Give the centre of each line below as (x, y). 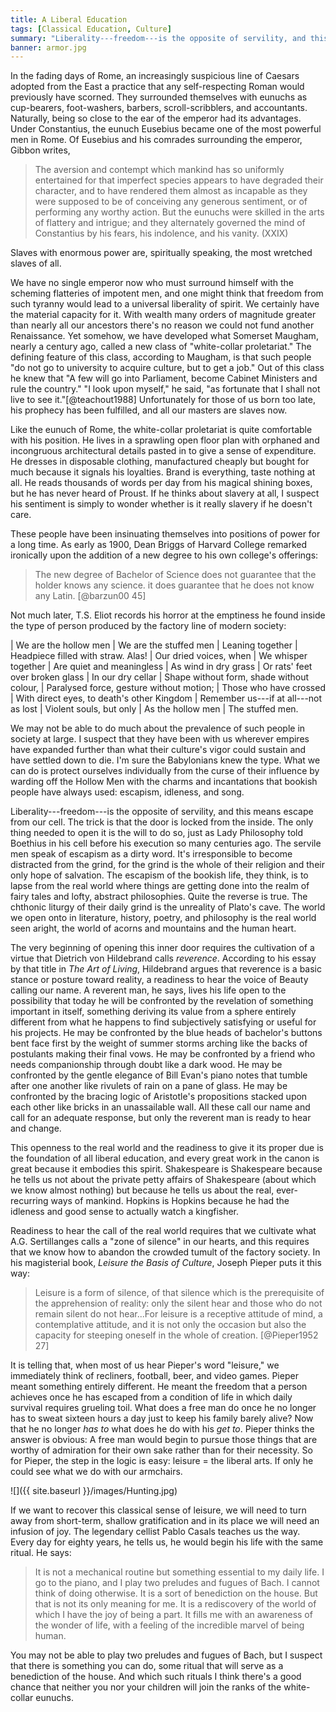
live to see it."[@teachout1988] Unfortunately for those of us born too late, (163, 400)
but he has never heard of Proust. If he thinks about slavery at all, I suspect (165, 493)
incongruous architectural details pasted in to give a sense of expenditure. (163, 451)
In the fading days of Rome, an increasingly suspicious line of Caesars (155, 76)
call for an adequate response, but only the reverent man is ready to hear (161, 1118)
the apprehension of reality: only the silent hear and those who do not (178, 1303)
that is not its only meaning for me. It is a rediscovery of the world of (175, 1604)
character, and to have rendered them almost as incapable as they (171, 191)
